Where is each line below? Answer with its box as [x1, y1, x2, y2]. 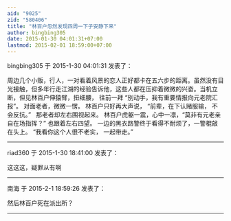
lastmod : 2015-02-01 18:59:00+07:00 [7, 42, 112, 49]
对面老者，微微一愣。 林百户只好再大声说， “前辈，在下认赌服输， [23, 102, 211, 110]
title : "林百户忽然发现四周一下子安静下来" [7, 23, 117, 30]
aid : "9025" [7, 10, 41, 17]
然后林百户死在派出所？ [7, 199, 74, 207]
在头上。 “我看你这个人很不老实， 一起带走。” [7, 128, 134, 136]
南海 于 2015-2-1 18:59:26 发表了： [7, 185, 106, 192]
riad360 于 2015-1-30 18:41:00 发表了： [7, 149, 119, 156]
